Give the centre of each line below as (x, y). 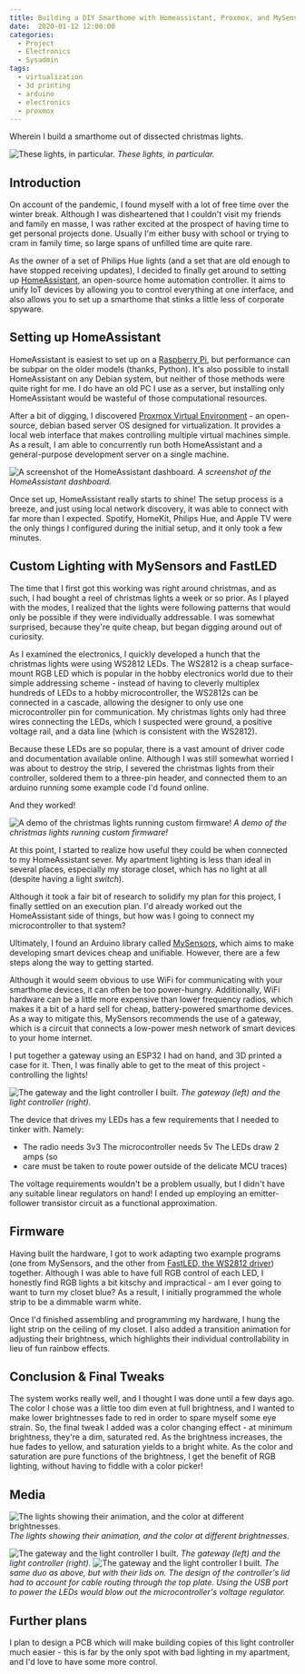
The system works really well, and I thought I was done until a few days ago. (152, 1399)
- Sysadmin (38, 60)
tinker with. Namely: (47, 1129)
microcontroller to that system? (68, 925)
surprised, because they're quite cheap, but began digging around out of (146, 627)
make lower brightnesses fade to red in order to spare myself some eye (143, 1418)
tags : (20, 69)
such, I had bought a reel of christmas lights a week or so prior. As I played (149, 598)
